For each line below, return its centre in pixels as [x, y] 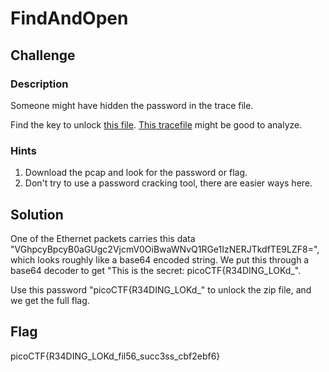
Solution [37, 214]
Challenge [43, 55]
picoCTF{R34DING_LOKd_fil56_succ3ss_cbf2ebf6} [115, 356]
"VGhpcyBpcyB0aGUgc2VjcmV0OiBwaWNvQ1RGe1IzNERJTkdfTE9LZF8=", [165, 249]
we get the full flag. [50, 300]
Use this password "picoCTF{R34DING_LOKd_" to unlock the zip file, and [161, 289]
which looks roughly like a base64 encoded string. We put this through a [160, 259]
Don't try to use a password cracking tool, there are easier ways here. [168, 183]
